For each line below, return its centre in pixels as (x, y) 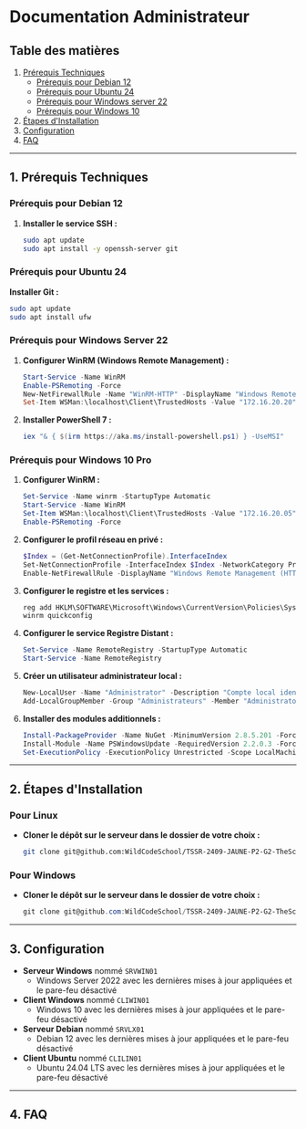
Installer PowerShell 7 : (67, 420)
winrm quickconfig (57, 616)
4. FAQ (29, 1115)
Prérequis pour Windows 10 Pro (81, 460)
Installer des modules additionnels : (92, 718)
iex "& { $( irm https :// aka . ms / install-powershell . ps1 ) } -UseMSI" (153, 437)
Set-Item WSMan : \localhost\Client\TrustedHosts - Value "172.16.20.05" (159, 514)
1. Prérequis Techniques (79, 178)
